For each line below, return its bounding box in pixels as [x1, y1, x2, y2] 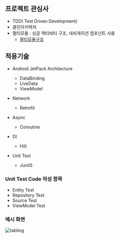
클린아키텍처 [12, 24, 37, 30]
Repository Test [12, 192, 44, 198]
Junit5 [19, 162, 33, 168]
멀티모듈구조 [19, 36, 44, 42]
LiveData [19, 80, 38, 86]
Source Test [12, 197, 37, 203]
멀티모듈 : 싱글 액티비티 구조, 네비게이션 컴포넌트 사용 [12, 30, 115, 36]
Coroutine [19, 124, 40, 130]
